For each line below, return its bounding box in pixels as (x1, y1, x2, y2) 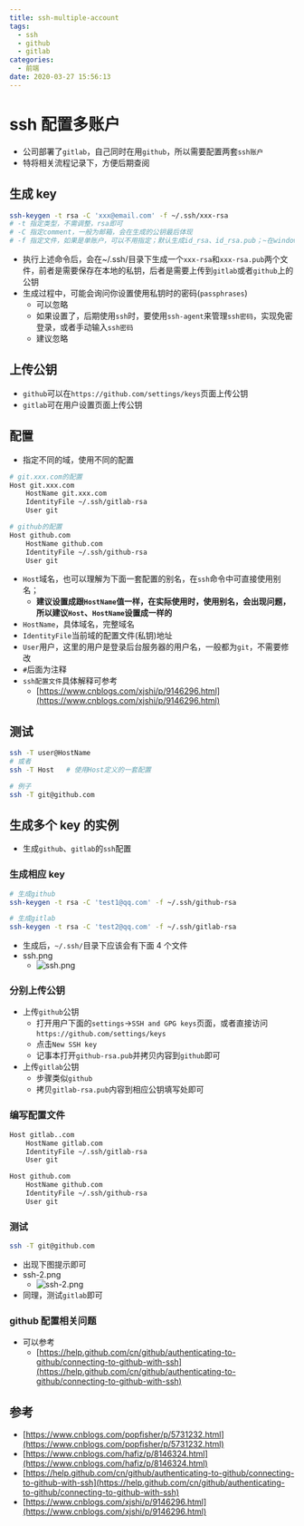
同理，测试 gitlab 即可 (22, 1289, 103, 1300)
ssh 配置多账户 (9, 114, 120, 134)
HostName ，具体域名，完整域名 (22, 618, 136, 630)
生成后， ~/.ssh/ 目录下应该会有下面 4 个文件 (22, 940, 188, 951)
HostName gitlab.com (25, 1139, 103, 1148)
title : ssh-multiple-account (9, 13, 119, 23)
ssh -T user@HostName (9, 749, 91, 758)
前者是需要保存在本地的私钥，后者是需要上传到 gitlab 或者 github (38, 265, 278, 276)
